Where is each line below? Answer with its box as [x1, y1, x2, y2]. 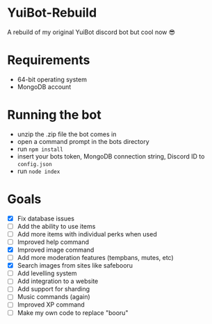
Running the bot [7, 107, 102, 123]
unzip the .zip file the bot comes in [17, 130, 117, 138]
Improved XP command [17, 300, 85, 309]
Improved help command [17, 238, 89, 246]
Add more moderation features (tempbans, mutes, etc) [17, 254, 174, 262]
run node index [17, 167, 60, 175]
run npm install [17, 145, 64, 153]
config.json [17, 161, 52, 168]
